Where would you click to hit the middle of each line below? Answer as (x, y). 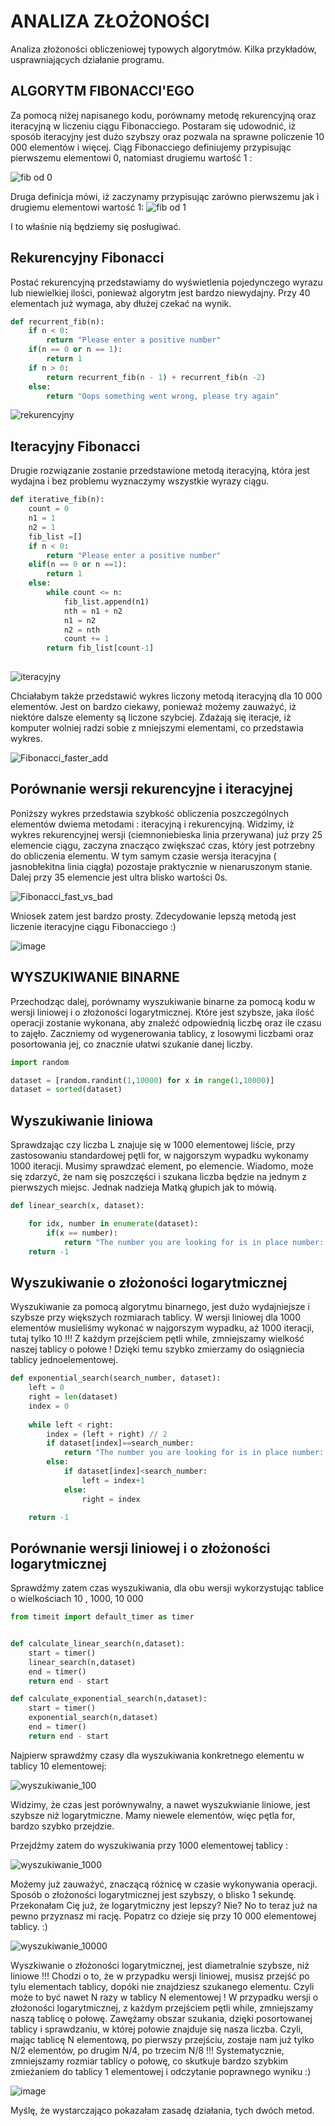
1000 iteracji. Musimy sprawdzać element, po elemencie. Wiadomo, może (162, 1166)
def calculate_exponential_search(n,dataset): (109, 1699)
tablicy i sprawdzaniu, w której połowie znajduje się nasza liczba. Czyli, (157, 2029)
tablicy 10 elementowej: (58, 1766)
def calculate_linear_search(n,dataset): (98, 1644)
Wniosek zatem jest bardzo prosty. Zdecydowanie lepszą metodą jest (153, 916)
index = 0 (49, 1406)
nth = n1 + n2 (93, 611)
